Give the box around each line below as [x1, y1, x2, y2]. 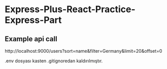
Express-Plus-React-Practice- [5, 4, 136, 15]
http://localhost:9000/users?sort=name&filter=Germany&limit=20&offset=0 [5, 48, 162, 54]
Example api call [5, 34, 57, 43]
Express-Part [5, 14, 62, 26]
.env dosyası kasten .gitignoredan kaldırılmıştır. [5, 58, 103, 64]
